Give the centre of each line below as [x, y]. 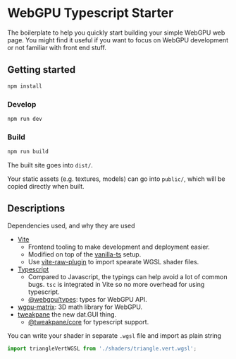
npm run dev [25, 119]
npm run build [28, 152]
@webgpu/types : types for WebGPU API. [88, 299]
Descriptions [36, 209]
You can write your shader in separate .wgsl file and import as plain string [114, 335]
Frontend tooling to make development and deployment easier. [119, 247]
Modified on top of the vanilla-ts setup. [85, 254]
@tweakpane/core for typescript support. [88, 322]
